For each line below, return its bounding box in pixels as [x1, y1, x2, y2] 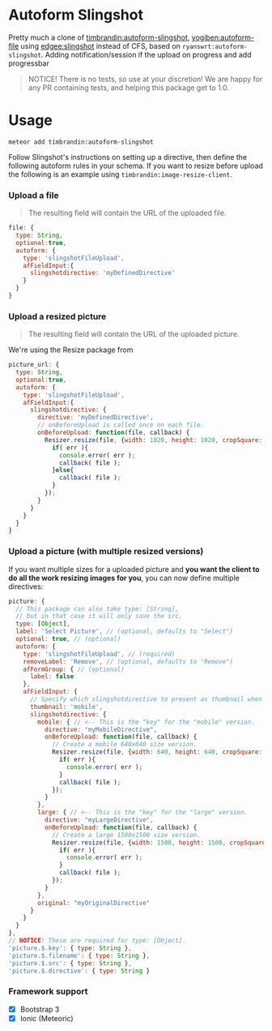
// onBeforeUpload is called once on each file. [37, 421, 205, 429]
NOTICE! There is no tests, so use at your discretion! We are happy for [28, 74, 263, 84]
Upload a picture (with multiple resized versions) [8, 546, 204, 557]
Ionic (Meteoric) [19, 1013, 74, 1023]
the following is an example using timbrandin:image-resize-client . [8, 169, 232, 179]
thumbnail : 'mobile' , [29, 702, 104, 711]
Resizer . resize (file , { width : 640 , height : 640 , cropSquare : [51, 748, 263, 756]
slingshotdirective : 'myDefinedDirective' [29, 269, 176, 277]
